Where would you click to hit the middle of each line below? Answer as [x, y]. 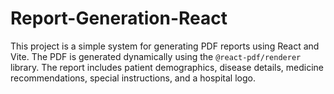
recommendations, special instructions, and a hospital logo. [133, 78]
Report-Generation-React [119, 18]
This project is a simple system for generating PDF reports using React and [165, 46]
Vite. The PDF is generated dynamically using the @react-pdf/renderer [156, 56]
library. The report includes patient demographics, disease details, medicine [167, 67]
